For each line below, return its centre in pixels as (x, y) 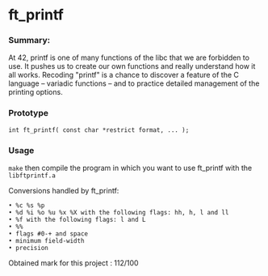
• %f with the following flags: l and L (77, 220)
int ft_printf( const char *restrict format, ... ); (99, 130)
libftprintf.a (32, 176)
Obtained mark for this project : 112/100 (73, 263)
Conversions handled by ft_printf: (64, 191)
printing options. (36, 92)
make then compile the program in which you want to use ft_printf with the (130, 168)
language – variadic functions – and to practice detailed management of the (134, 83)
